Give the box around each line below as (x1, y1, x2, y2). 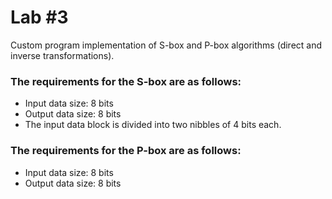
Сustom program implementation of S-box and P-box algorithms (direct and (10, 39, 323, 51)
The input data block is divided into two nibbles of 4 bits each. (24, 119, 282, 131)
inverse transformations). (10, 49, 115, 61)
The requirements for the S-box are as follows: (10, 74, 242, 88)
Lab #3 (10, 6, 69, 29)
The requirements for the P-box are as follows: (10, 144, 242, 158)
